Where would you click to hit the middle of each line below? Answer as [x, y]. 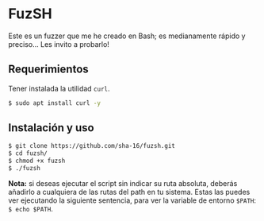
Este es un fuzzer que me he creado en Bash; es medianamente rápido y [127, 36]
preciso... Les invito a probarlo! [59, 44]
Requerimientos [48, 70]
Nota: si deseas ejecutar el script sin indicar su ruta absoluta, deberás [123, 183]
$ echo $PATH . [31, 208]
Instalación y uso [51, 128]
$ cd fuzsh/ [28, 153]
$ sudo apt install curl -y [55, 103]
